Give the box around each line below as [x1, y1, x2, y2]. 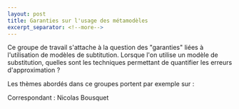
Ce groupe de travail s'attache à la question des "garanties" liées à [7, 43, 204, 52]
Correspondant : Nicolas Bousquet [7, 93, 109, 102]
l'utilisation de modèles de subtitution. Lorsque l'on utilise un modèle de [7, 51, 219, 59]
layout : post [7, 10, 46, 18]
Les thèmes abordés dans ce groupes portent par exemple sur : [7, 80, 195, 88]
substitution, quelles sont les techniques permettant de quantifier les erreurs [7, 58, 233, 67]
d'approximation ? [7, 66, 61, 75]
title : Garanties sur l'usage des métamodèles [7, 17, 148, 24]
